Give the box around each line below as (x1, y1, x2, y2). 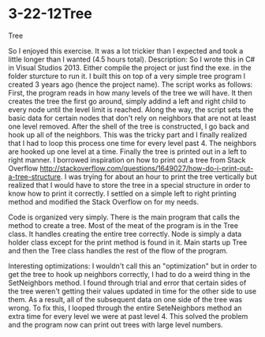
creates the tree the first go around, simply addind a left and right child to (8, 96, 246, 106)
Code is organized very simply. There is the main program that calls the (8, 212, 241, 222)
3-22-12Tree (8, 5, 92, 23)
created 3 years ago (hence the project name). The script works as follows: (8, 80, 253, 89)
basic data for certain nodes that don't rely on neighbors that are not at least (8, 113, 256, 122)
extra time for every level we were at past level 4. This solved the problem (8, 311, 248, 320)
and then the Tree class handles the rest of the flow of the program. (8, 245, 229, 255)
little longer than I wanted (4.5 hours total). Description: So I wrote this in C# (8, 54, 256, 64)
